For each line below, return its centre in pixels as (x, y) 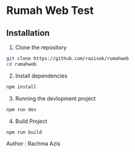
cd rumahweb (21, 64)
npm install (21, 87)
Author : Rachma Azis (33, 144)
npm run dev (21, 110)
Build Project (31, 121)
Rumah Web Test (50, 11)
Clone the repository (41, 47)
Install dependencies (41, 76)
